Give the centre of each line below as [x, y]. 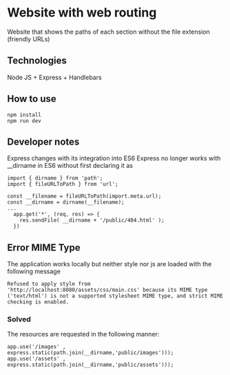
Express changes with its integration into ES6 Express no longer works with [114, 158]
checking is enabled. [38, 302]
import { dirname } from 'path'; [55, 178]
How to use [32, 99]
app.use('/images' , [37, 347]
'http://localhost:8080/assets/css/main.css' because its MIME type [107, 290]
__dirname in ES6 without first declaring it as [70, 166]
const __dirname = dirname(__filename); [66, 202]
